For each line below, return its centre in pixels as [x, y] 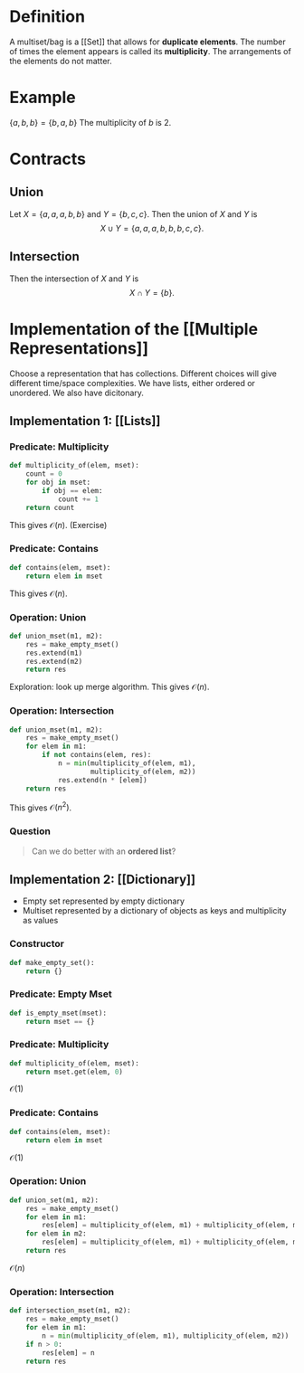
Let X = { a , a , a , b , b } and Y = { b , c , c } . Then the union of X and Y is [133, 213]
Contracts [48, 159]
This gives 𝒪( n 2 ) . [41, 807]
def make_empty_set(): [52, 962]
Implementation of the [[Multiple [134, 329]
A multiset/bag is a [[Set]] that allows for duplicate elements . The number [148, 42]
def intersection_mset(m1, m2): [70, 1311]
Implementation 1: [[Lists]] [85, 421]
